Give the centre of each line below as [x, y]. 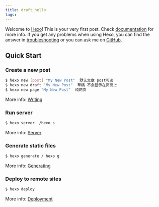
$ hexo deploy [20, 189]
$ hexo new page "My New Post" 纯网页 [46, 90]
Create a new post [28, 70]
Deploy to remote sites [33, 179]
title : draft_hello [26, 10]
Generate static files [31, 145]
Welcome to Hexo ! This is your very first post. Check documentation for [79, 29]
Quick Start [23, 55]
